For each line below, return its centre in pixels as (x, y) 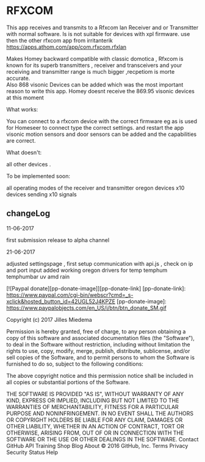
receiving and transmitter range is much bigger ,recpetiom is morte (91, 71)
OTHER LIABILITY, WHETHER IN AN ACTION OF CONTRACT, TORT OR (95, 426)
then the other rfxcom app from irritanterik (59, 40)
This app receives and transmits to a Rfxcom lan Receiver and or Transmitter (103, 27)
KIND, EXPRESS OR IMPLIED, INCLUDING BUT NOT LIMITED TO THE (93, 400)
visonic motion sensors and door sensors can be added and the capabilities (102, 134)
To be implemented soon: (38, 176)
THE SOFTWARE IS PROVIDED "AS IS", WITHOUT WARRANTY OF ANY (95, 394)
